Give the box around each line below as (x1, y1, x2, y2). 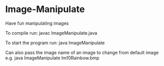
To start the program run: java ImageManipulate (5, 39, 105, 46)
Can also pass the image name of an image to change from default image (5, 49, 159, 55)
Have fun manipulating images (5, 20, 69, 26)
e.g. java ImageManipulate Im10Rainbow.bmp (5, 54, 100, 61)
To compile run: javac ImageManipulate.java (5, 30, 97, 36)
